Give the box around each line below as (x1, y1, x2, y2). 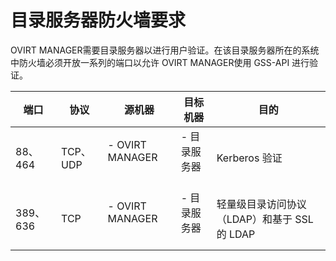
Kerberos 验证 (216, 151, 283, 165)
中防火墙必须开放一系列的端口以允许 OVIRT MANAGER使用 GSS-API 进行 (10, 56, 310, 68)
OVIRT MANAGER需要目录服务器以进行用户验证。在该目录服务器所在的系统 (10, 44, 320, 56)
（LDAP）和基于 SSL (216, 212, 314, 226)
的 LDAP (216, 227, 256, 241)
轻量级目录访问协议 (216, 197, 307, 211)
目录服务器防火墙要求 (10, 9, 187, 32)
